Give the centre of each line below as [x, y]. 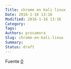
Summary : [14, 42]
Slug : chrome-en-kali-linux [34, 38]
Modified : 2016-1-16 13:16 [33, 19]
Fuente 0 [14, 61]
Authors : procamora [25, 33]
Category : [15, 24]
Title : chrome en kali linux [35, 10]
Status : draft [20, 47]
